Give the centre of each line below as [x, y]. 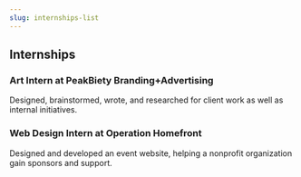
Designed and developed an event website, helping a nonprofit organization [151, 153]
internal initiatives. [44, 110]
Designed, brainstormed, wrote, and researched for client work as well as [146, 100]
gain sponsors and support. [61, 162]
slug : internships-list [54, 18]
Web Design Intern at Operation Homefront [106, 133]
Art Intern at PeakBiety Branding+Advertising [112, 80]
